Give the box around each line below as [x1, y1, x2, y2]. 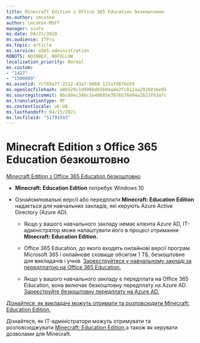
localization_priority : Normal [6, 59, 84, 65]
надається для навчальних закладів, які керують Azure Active [14, 202, 173, 210]
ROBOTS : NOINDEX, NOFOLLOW [6, 53, 73, 59]
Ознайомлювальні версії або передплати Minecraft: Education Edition [14, 196, 194, 204]
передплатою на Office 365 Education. [23, 264, 121, 271]
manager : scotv [6, 25, 44, 32]
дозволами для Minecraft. [6, 330, 72, 338]
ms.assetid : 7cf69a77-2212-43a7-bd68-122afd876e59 [6, 81, 135, 87]
